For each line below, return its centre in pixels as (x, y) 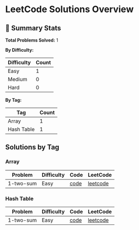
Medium (18, 79)
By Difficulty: (20, 50)
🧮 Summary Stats (33, 28)
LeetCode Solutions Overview (69, 9)
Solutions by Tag (32, 147)
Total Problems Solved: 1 (32, 40)
